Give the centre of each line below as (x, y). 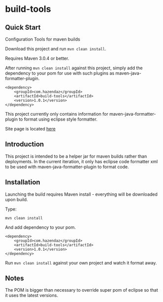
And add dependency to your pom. (41, 227)
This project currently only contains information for (57, 114)
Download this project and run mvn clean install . (56, 49)
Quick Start (23, 27)
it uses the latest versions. (32, 296)
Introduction (25, 144)
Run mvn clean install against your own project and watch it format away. (81, 262)
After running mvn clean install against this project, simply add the (74, 68)
